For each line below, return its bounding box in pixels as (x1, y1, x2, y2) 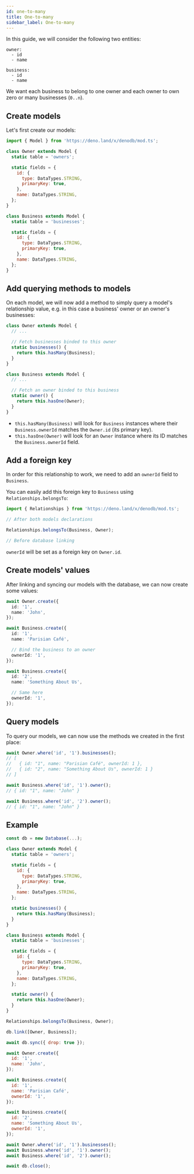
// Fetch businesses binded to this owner (11, 339, 117, 345)
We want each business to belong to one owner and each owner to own (6, 88, 180, 95)
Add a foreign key (6, 455, 72, 466)
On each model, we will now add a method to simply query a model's (6, 299, 173, 306)
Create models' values (6, 565, 90, 575)
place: (6, 739, 22, 746)
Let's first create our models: (6, 127, 76, 134)
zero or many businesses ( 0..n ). (6, 94, 84, 101)
